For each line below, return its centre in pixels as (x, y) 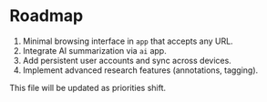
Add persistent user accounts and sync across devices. (127, 60)
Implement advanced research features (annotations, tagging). (140, 70)
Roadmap (46, 16)
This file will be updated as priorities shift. (88, 87)
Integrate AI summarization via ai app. (94, 50)
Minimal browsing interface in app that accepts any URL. (128, 41)
